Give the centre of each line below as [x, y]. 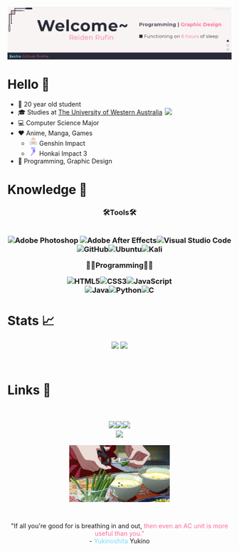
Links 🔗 [29, 390]
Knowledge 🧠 [47, 190]
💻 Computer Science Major [58, 123]
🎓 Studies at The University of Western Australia [90, 112]
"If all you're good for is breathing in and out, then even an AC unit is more [119, 526]
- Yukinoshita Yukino [119, 541]
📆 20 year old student [49, 105]
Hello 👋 [28, 85]
